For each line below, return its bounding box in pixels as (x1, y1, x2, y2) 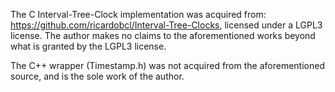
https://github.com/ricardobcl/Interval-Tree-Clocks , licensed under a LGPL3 (10, 19, 323, 31)
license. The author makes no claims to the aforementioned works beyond (10, 30, 316, 41)
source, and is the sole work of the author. (10, 70, 185, 82)
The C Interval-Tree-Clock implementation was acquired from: (10, 9, 267, 20)
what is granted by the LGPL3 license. (10, 40, 167, 52)
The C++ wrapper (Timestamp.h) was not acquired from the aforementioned (10, 60, 325, 71)
